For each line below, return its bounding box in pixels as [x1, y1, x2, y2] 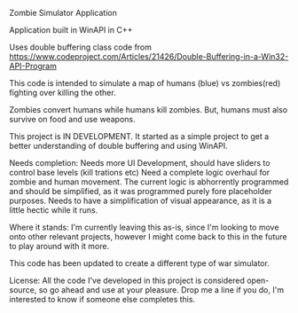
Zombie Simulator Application [9, 8, 117, 18]
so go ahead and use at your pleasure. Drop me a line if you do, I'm [38, 285, 285, 295]
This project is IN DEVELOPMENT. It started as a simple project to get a [9, 131, 270, 141]
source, [9, 285, 37, 295]
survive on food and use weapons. [9, 114, 136, 124]
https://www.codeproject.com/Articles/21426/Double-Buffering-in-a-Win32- [9, 51, 289, 61]
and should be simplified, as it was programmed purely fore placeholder [9, 186, 272, 196]
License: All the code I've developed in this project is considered [9, 275, 246, 286]
